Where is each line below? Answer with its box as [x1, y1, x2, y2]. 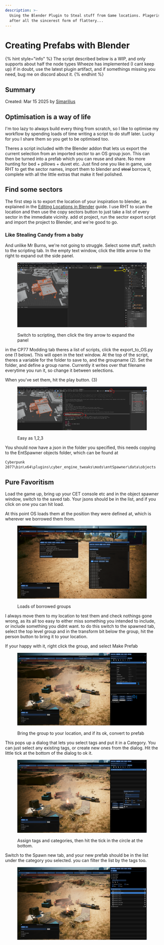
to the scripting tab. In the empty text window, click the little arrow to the [5, 248, 151, 254]
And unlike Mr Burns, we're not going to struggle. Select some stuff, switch [5, 242, 156, 248]
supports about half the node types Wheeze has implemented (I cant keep [5, 61, 155, 67]
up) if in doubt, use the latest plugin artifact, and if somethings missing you [5, 66, 156, 72]
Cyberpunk [5, 460, 25, 465]
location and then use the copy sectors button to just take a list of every [5, 209, 150, 215]
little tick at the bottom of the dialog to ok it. [5, 750, 93, 756]
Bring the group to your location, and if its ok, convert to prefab [17, 730, 144, 736]
